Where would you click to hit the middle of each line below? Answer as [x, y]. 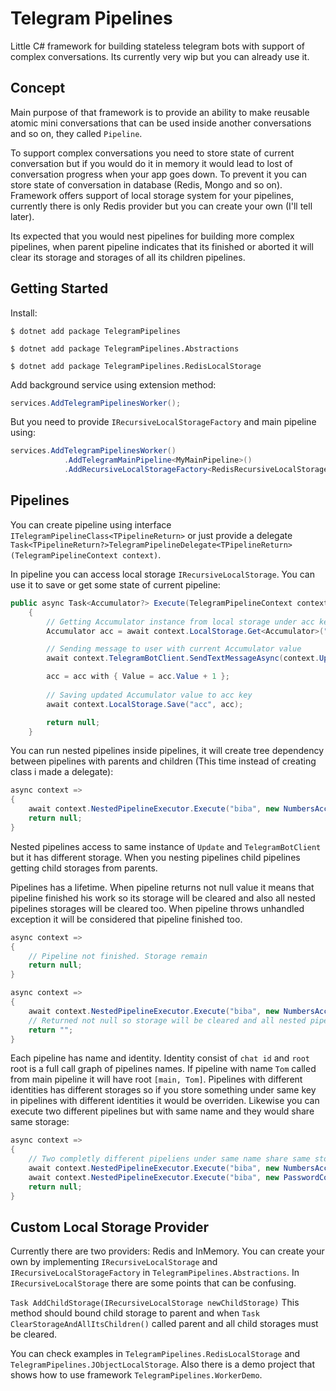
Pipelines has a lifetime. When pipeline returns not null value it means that [162, 887]
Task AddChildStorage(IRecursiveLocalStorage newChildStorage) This [155, 1303]
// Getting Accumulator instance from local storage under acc [180, 622]
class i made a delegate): [62, 772]
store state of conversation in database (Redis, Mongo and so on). [146, 184]
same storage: [40, 1122]
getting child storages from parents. [84, 868]
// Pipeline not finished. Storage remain [118, 956]
